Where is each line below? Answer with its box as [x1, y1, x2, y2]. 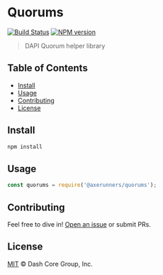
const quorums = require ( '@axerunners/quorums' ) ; [7, 182, 157, 189]
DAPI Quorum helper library [24, 41, 106, 50]
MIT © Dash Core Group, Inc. [7, 259, 94, 268]
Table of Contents [7, 62, 89, 75]
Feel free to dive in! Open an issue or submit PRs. [7, 220, 151, 228]
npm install [7, 143, 43, 150]
